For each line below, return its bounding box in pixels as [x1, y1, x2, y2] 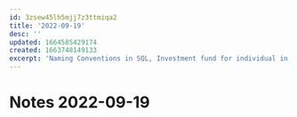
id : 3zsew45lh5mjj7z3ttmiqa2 [9, 12, 117, 22]
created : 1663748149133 [9, 46, 98, 55]
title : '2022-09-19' [9, 21, 86, 30]
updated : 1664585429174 [9, 37, 98, 47]
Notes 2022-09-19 [9, 92, 150, 113]
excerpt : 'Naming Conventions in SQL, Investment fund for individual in [9, 54, 289, 63]
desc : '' [9, 29, 42, 38]
